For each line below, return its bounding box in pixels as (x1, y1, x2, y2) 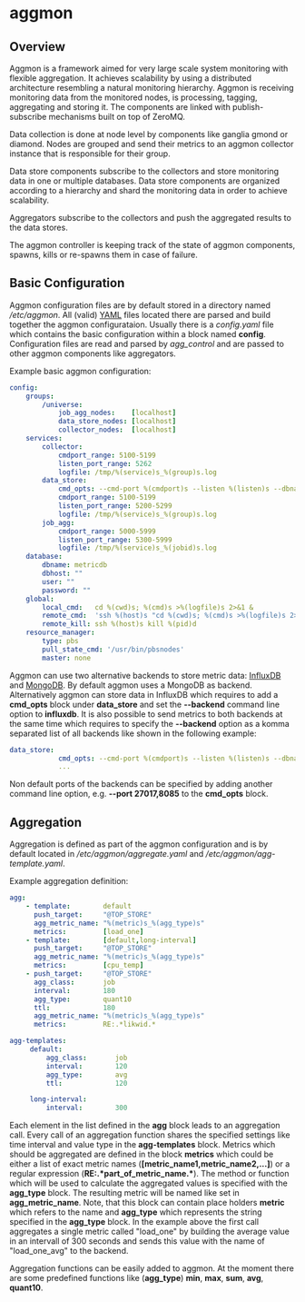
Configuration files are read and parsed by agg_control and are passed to (9, 338, 284, 349)
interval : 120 (45, 1061, 128, 1070)
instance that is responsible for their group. (9, 148, 171, 159)
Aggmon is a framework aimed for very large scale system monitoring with (9, 63, 289, 74)
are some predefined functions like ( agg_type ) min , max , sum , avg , (9, 1273, 264, 1284)
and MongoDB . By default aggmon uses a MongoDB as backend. (9, 680, 252, 691)
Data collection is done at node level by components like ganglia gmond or (9, 129, 289, 139)
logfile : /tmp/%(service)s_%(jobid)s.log (57, 543, 218, 552)
